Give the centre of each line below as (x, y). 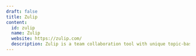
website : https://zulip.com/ (47, 38)
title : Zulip (22, 17)
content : (17, 22)
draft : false (22, 11)
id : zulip (23, 28)
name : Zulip (26, 33)
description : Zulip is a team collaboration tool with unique (88, 44)
